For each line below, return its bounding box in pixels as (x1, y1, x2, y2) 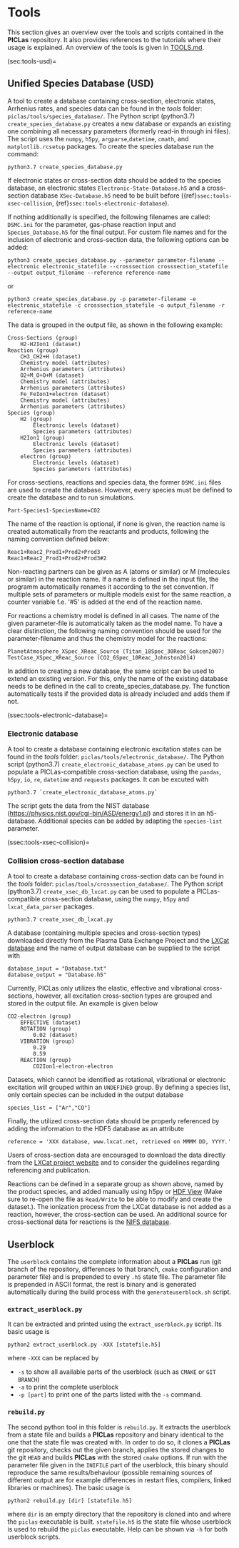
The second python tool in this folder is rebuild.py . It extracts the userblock (7, 1422, 231, 1431)
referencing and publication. (7, 1166, 91, 1175)
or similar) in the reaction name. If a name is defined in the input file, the (7, 575, 219, 583)
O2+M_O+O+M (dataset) (20, 372, 84, 379)
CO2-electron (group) (7, 1013, 72, 1021)
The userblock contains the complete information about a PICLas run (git (7, 1258, 222, 1266)
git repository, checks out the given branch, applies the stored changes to (7, 1445, 225, 1454)
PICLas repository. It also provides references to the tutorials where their (7, 35, 221, 44)
